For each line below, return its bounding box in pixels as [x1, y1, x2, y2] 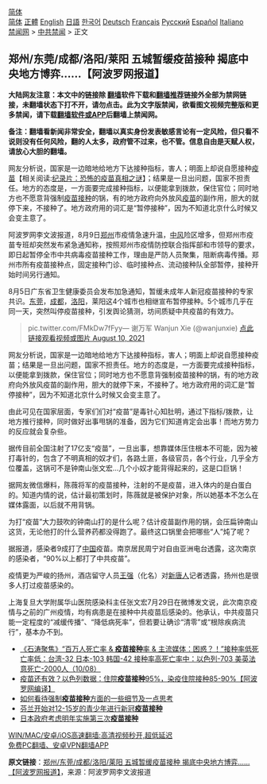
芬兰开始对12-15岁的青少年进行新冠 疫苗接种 [19, 703, 163, 713]
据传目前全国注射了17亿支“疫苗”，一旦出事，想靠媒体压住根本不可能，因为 [8, 443, 251, 453]
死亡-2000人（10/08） [26, 663, 101, 673]
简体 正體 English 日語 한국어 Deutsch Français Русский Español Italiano [8, 17, 244, 26]
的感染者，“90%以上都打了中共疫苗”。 [8, 554, 135, 563]
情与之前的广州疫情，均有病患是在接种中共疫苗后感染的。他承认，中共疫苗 [8, 607, 252, 616]
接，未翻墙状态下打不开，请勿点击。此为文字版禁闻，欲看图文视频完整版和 [8, 99, 252, 109]
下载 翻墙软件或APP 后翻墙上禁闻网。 [42, 110, 162, 119]
